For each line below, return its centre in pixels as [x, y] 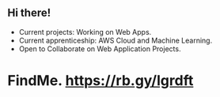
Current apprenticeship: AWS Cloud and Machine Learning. [116, 40]
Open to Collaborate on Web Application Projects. [100, 48]
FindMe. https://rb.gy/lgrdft [101, 80]
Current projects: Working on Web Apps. [85, 32]
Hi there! [29, 13]
